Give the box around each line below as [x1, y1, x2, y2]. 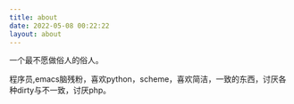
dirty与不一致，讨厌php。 [16, 85, 112, 96]
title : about [9, 12, 58, 22]
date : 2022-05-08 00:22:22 [9, 21, 110, 30]
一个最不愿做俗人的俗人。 [9, 55, 104, 66]
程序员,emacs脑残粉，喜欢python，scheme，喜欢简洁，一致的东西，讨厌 [9, 74, 279, 84]
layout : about [9, 29, 63, 38]
